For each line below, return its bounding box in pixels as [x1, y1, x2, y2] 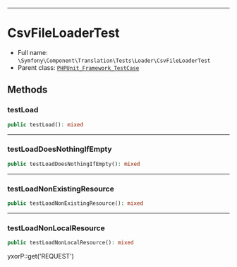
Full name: [17, 48, 48, 57]
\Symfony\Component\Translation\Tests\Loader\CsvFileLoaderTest [17, 57, 211, 64]
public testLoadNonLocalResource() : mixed [7, 239, 134, 247]
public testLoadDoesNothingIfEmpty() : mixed [7, 160, 140, 167]
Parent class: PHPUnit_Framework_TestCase [17, 63, 140, 71]
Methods [7, 84, 48, 96]
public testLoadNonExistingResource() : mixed [7, 199, 143, 207]
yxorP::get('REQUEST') [7, 252, 74, 261]
